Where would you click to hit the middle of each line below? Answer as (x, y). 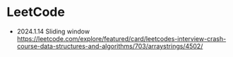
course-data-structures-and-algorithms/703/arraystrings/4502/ (110, 46)
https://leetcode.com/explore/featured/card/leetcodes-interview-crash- (121, 38)
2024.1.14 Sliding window (53, 31)
